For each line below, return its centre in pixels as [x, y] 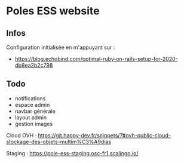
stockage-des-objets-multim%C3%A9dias [59, 142]
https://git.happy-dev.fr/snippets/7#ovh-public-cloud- [105, 135]
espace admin [32, 104]
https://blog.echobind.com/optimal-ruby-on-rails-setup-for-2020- [96, 59]
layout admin [30, 117]
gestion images [34, 124]
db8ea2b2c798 [34, 65]
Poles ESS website [53, 11]
